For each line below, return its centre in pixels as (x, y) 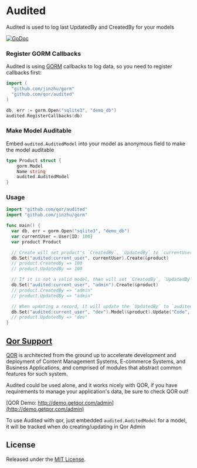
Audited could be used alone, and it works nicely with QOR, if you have (92, 385)
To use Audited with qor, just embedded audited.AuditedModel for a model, (96, 420)
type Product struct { (34, 160)
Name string (31, 171)
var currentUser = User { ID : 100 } (52, 236)
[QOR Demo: (21, 403)
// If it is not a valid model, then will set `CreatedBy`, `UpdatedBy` (102, 280)
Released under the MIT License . (46, 459)
